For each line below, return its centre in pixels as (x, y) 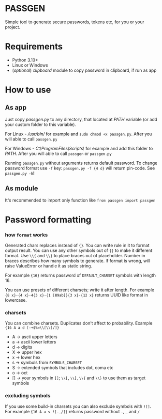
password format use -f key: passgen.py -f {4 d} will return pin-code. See (80, 168)
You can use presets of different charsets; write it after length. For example (80, 290)
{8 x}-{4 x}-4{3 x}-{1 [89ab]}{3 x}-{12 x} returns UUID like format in (77, 295)
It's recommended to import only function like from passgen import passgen (80, 200)
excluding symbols (28, 396)
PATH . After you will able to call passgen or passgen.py (59, 154)
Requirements (34, 47)
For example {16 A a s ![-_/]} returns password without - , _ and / (73, 411)
